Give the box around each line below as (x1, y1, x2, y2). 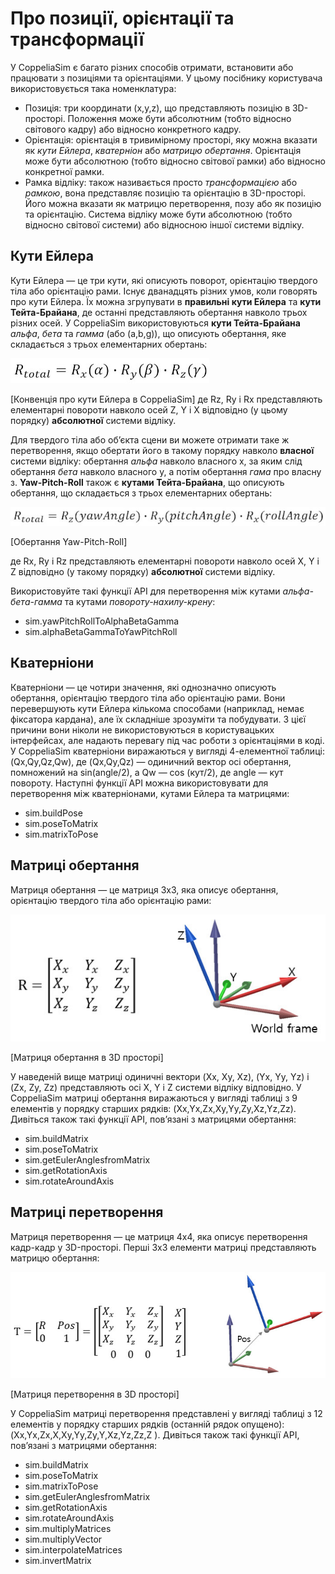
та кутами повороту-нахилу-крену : (64, 595, 216, 607)
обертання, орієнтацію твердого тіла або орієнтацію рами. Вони (10, 692, 286, 704)
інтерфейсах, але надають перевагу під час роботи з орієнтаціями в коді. (10, 734, 325, 746)
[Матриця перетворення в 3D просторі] (10, 1388, 180, 1400)
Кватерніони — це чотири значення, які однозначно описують (10, 681, 277, 693)
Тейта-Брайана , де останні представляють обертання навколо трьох (10, 306, 308, 318)
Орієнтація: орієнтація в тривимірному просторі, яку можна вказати (24, 133, 318, 146)
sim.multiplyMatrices (24, 1522, 112, 1534)
